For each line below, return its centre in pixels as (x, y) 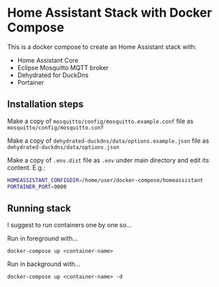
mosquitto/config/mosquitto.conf (56, 128)
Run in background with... (44, 264)
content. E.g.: (26, 167)
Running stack (39, 208)
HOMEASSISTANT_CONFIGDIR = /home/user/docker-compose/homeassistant (105, 180)
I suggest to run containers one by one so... (70, 225)
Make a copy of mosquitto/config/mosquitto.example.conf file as (100, 121)
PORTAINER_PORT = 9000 (37, 187)
